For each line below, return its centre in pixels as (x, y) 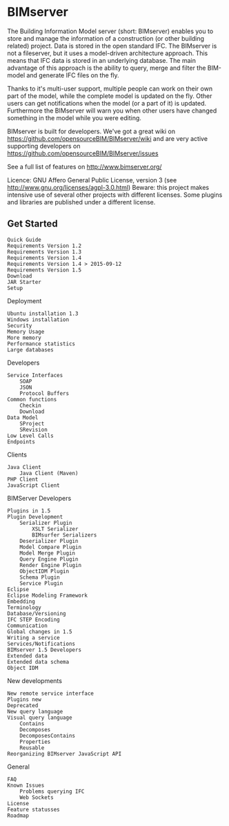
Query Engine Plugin (49, 559)
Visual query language (40, 718)
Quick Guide (24, 240)
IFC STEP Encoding (33, 619)
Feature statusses (33, 809)
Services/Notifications (41, 644)
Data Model (23, 417)
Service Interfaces (35, 375)
